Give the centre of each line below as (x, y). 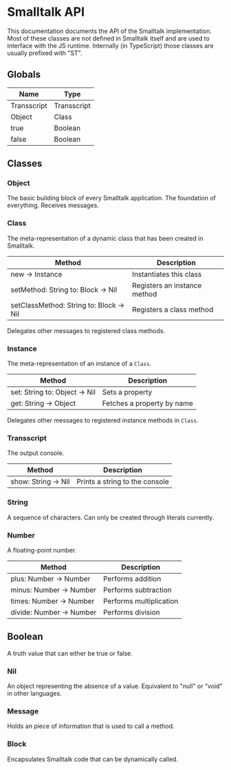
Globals (24, 75)
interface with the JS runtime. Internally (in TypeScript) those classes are (111, 45)
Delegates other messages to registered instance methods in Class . (103, 420)
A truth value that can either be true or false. (70, 653)
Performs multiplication (141, 601)
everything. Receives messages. (53, 205)
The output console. (36, 453)
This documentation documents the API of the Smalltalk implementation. (109, 31)
